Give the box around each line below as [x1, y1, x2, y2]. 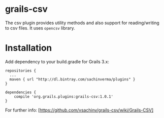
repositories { [5, 68, 36, 73]
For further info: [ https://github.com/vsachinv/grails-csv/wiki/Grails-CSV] [5, 107, 154, 113]
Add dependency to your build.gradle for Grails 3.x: [5, 58, 109, 65]
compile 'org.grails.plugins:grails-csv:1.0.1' [14, 94, 113, 99]
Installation [5, 42, 52, 54]
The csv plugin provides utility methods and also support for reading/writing [5, 20, 160, 26]
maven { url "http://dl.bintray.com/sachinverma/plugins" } [9, 77, 135, 82]
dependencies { [5, 90, 36, 95]
